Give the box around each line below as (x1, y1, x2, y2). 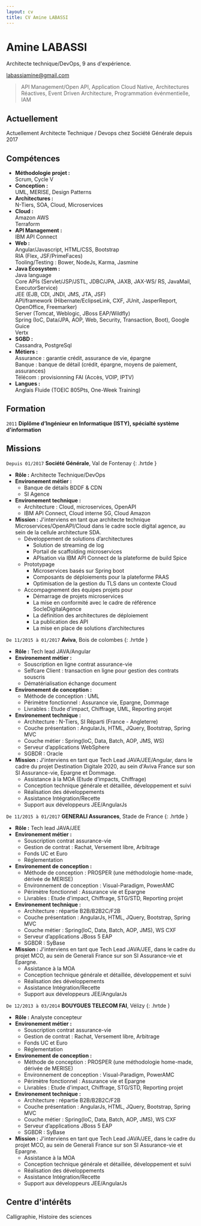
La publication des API (32, 618, 89, 625)
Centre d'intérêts (6, 1197, 72, 1207)
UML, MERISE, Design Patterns (14, 189, 92, 196)
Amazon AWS (14, 214, 49, 221)
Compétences (6, 153, 61, 163)
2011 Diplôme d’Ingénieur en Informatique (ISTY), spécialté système (6, 419, 179, 427)
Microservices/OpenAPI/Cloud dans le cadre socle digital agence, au (14, 522, 186, 529)
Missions (6, 444, 41, 454)
